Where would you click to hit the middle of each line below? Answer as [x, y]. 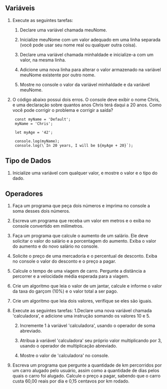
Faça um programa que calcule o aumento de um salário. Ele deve [80, 236]
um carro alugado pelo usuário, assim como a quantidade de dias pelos [86, 371]
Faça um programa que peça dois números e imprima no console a [81, 206]
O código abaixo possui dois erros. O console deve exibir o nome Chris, [86, 99]
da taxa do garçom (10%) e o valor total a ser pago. [65, 291]
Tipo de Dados [28, 161]
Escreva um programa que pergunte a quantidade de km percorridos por [87, 365]
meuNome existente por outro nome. [58, 75]
